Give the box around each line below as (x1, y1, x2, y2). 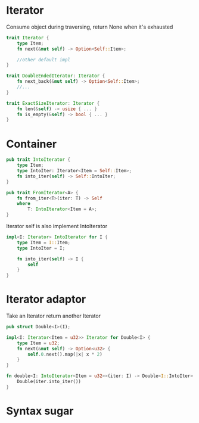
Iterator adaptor (6, 293, 86, 306)
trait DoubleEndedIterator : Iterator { (6, 73, 105, 79)
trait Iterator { (6, 35, 49, 41)
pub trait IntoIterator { (6, 157, 70, 163)
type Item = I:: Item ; (17, 240, 70, 245)
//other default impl (17, 57, 70, 63)
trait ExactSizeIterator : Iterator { (6, 100, 100, 106)
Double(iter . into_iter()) (17, 379, 82, 385)
